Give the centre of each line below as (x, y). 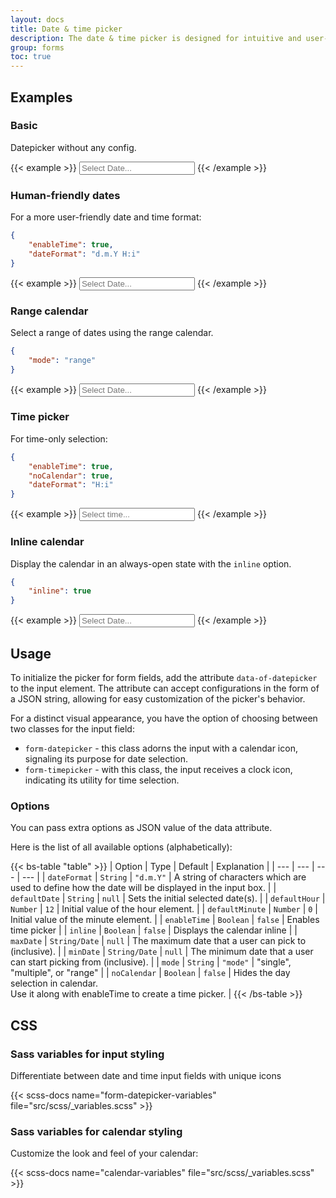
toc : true (31, 57)
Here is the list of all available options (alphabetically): (121, 847)
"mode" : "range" (62, 360)
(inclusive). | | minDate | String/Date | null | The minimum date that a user (162, 952)
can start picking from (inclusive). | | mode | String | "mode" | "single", (151, 962)
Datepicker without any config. (73, 147)
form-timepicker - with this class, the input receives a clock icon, (158, 769)
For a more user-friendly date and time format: (106, 217)
